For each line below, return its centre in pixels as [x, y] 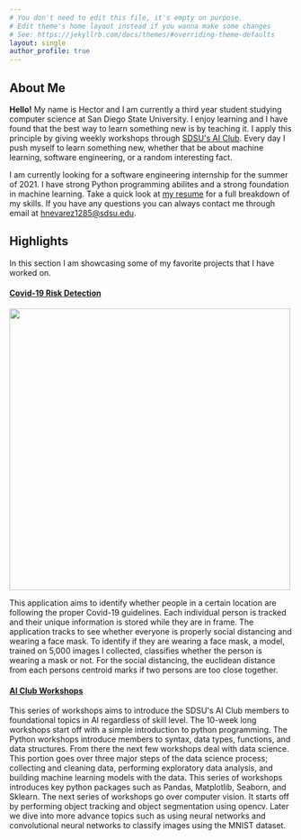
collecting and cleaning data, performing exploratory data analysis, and [142, 768]
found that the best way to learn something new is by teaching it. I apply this [150, 128]
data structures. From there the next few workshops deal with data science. [149, 749]
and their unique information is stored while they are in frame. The [132, 622]
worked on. [30, 272]
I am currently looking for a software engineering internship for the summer [149, 174]
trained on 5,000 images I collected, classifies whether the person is [136, 651]
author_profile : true [50, 51]
